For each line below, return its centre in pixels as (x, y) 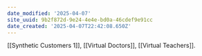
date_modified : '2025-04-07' (49, 13)
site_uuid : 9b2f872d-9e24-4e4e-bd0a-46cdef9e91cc (80, 20)
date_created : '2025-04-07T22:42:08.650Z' (69, 26)
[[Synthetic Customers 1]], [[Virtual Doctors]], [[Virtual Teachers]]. (101, 46)
